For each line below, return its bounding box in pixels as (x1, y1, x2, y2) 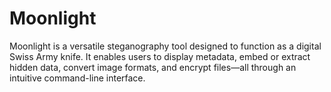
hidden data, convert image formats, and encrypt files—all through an (9, 61, 297, 73)
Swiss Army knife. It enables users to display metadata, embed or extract (9, 50, 311, 62)
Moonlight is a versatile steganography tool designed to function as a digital (9, 40, 322, 52)
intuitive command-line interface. (9, 72, 146, 84)
